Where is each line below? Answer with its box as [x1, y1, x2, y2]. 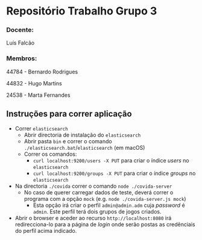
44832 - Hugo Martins [6, 79, 62, 87]
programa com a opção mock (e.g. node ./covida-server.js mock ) [24, 195, 186, 202]
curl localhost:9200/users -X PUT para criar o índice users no [33, 156, 189, 164]
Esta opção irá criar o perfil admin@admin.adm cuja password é [33, 202, 185, 209]
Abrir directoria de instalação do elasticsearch [24, 131, 141, 138]
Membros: [6, 54, 37, 63]
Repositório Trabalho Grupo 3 [6, 4, 157, 18]
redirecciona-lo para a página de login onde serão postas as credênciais [14, 221, 195, 228]
